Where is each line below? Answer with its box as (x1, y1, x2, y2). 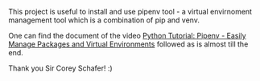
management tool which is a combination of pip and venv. (8, 15, 200, 25)
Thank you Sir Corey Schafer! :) (8, 63, 113, 73)
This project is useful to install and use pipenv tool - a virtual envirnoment (8, 7, 252, 16)
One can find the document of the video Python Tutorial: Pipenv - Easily (8, 31, 247, 40)
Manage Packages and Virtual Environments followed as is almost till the (8, 39, 249, 49)
